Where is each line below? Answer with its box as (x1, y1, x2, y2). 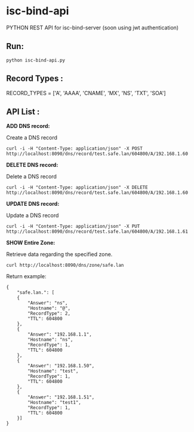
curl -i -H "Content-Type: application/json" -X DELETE (6, 184, 148, 191)
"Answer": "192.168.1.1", (27, 331, 93, 337)
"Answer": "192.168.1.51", (27, 394, 95, 400)
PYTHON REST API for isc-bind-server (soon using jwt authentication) (6, 24, 179, 31)
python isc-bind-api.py (6, 57, 66, 63)
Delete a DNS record (6, 173, 57, 180)
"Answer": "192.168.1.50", (27, 363, 95, 369)
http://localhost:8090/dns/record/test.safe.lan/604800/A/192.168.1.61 (6, 229, 188, 235)
